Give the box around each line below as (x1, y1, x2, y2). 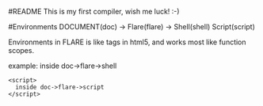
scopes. (8, 46, 34, 55)
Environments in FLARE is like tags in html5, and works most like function (8, 37, 247, 47)
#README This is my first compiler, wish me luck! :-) (8, 7, 180, 16)
